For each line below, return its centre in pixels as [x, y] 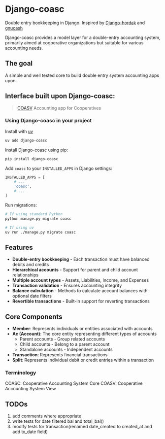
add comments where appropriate [47, 416]
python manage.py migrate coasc [38, 219]
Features [19, 247]
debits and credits [31, 265]
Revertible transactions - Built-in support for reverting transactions [81, 301]
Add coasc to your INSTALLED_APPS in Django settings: [59, 168]
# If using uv [20, 228]
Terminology [21, 373]
